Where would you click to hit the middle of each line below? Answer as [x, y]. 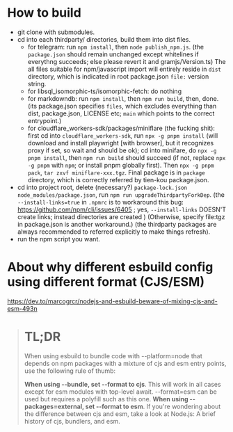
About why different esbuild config [110, 267]
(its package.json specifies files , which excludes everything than [122, 106]
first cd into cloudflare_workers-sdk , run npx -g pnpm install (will [123, 135]
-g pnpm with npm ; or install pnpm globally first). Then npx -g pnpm [121, 165]
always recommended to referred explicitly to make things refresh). [114, 232]
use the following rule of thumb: [70, 371]
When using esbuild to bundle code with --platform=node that [113, 355]
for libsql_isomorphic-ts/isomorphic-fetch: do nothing [105, 91]
